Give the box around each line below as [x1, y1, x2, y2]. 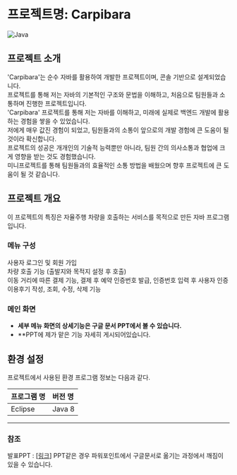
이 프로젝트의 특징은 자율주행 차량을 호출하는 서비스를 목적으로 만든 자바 [7, 213, 205, 221]
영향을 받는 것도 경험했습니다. [14, 152, 97, 160]
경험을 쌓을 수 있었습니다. [20, 117, 90, 125]
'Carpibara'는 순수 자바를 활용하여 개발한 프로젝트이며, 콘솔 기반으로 [7, 72, 196, 81]
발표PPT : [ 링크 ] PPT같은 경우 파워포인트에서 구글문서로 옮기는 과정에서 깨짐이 [7, 452, 224, 460]
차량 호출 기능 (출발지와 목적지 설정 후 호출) [7, 266, 127, 276]
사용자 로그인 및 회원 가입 [7, 258, 78, 266]
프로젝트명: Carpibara [7, 6, 132, 23]
